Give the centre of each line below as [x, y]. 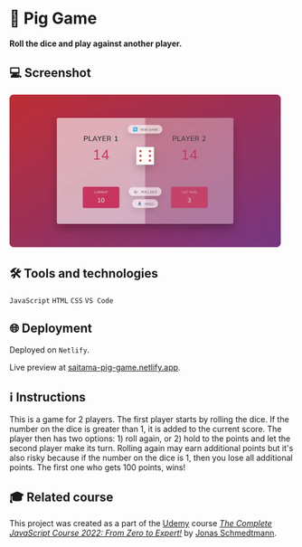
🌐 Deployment [51, 328]
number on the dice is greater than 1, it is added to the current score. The [146, 429]
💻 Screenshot [51, 73]
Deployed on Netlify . [50, 350]
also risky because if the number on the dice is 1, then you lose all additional [151, 458]
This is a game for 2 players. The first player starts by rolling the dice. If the [149, 420]
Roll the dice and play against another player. [96, 43]
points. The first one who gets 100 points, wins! [98, 467]
